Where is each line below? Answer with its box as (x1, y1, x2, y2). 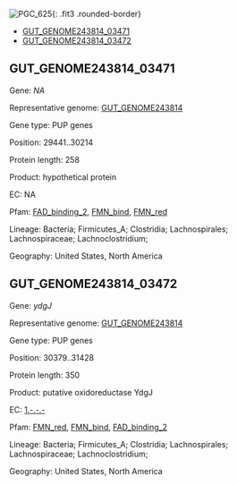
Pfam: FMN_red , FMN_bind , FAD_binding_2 (9, 421, 168, 432)
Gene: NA (9, 85, 46, 96)
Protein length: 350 (9, 370, 80, 380)
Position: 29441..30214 (9, 137, 94, 148)
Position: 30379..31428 (9, 352, 95, 362)
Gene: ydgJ (9, 300, 52, 311)
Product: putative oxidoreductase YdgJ (9, 387, 154, 397)
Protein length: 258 (9, 154, 80, 165)
